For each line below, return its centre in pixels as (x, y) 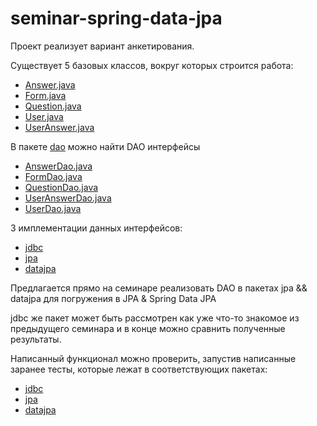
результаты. (36, 339)
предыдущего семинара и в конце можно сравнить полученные (148, 328)
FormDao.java (53, 176)
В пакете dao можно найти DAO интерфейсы (105, 146)
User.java (44, 116)
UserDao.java (53, 208)
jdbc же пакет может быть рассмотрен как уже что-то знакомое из (155, 318)
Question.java (53, 106)
